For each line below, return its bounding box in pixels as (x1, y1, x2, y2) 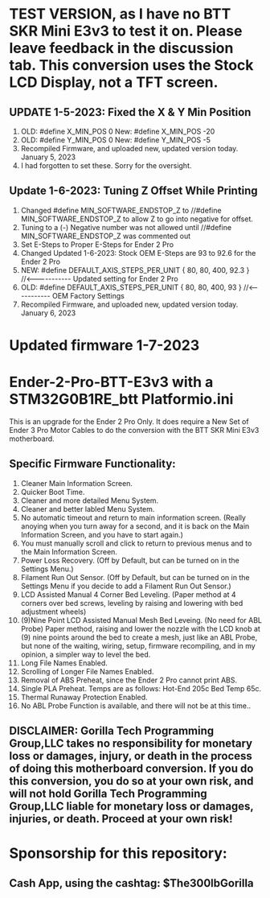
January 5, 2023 (20, 152, 76, 162)
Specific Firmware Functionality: (9, 457, 176, 471)
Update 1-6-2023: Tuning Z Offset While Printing (9, 184, 258, 198)
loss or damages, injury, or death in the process (9, 749, 252, 763)
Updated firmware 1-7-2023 (9, 336, 200, 354)
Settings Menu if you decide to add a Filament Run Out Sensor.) (20, 581, 231, 591)
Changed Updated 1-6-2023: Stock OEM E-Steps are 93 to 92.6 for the (20, 248, 256, 257)
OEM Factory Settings (51, 290, 125, 300)
